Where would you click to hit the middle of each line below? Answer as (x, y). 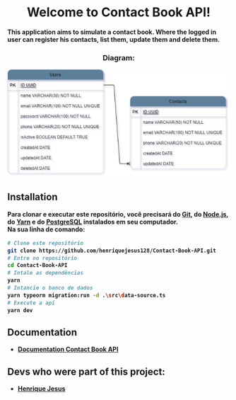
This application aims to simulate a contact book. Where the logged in (112, 32)
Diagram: (119, 57)
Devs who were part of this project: (87, 371)
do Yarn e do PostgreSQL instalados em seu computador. (93, 222)
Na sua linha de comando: (46, 229)
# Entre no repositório (42, 258)
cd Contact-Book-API (38, 265)
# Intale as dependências (45, 273)
